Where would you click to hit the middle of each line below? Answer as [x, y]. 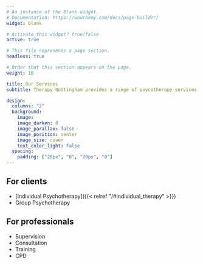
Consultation [31, 243]
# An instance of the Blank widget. [53, 12]
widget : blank [24, 23]
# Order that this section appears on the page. [69, 67]
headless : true [26, 56]
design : [16, 101]
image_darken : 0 [38, 123]
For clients [27, 182]
